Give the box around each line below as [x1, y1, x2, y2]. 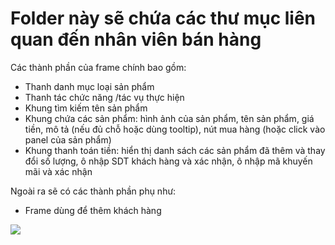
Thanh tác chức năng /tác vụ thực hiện [24, 91, 185, 103]
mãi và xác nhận [24, 165, 93, 177]
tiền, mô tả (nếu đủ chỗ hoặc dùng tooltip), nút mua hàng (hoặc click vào [24, 123, 326, 135]
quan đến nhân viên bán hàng [10, 28, 262, 51]
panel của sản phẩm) [24, 133, 112, 146]
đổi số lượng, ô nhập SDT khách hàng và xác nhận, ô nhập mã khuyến [24, 155, 313, 167]
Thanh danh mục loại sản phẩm [24, 80, 155, 92]
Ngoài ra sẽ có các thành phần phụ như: [10, 185, 177, 197]
